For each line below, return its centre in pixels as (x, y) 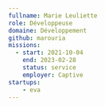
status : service (50, 68)
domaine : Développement (48, 30)
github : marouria (37, 38)
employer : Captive (53, 75)
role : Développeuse (41, 23)
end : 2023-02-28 (50, 61)
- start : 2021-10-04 (49, 53)
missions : (25, 45)
